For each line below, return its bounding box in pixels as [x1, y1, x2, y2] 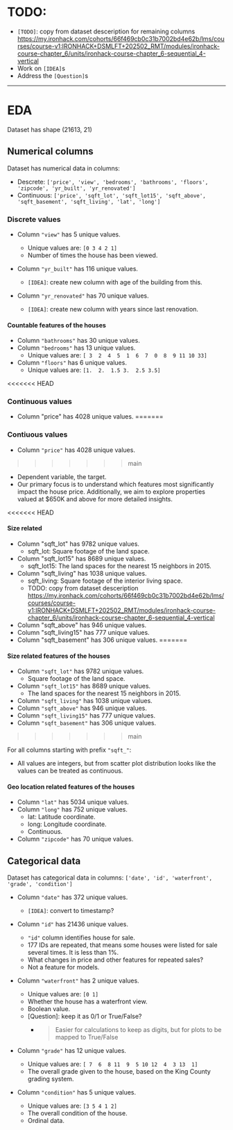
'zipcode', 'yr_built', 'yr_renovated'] [17, 185, 136, 192]
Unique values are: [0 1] [27, 990, 99, 999]
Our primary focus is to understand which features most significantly [17, 480, 214, 488]
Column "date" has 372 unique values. [17, 893, 128, 901]
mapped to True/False [55, 1033, 119, 1042]
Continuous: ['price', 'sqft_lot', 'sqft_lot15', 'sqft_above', [17, 191, 207, 199]
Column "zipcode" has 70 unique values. [17, 835, 134, 844]
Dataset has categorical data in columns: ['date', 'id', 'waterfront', [7, 873, 213, 882]
